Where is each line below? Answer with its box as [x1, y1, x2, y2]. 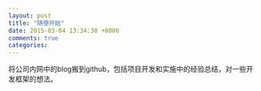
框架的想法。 [14, 74, 57, 84]
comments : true [8, 34, 59, 42]
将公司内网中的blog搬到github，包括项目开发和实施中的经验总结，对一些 [8, 65, 247, 74]
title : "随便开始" [8, 19, 65, 27]
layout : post [8, 11, 52, 20]
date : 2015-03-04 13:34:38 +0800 [8, 26, 120, 34]
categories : [8, 42, 48, 49]
